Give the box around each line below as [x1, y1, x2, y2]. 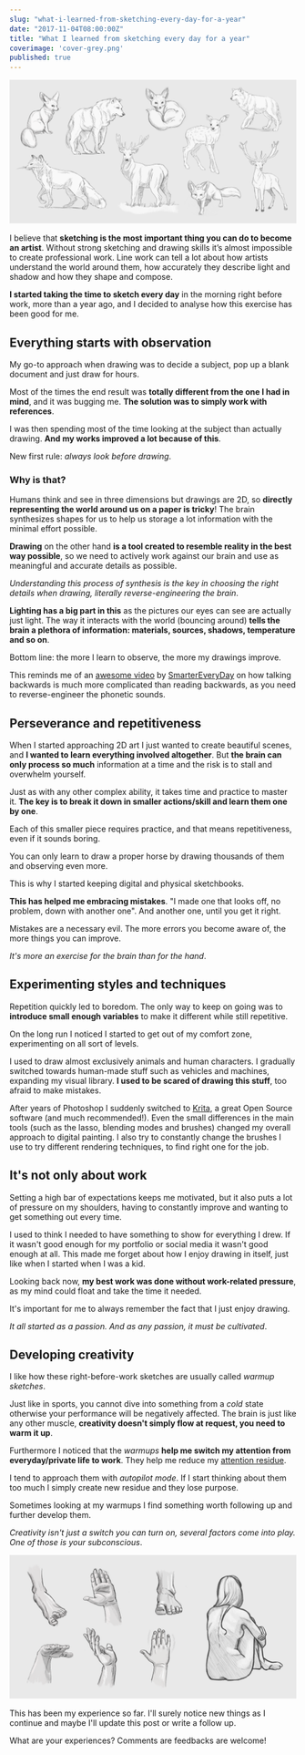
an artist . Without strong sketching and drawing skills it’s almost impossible [9, 243, 293, 253]
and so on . [9, 635, 50, 645]
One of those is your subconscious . [9, 1537, 143, 1548]
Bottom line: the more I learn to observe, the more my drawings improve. [9, 652, 282, 663]
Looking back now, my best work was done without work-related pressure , [9, 1275, 297, 1286]
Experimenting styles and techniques [9, 976, 227, 993]
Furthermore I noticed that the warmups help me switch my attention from [9, 1445, 291, 1456]
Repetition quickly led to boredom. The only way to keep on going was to [9, 1001, 284, 1012]
